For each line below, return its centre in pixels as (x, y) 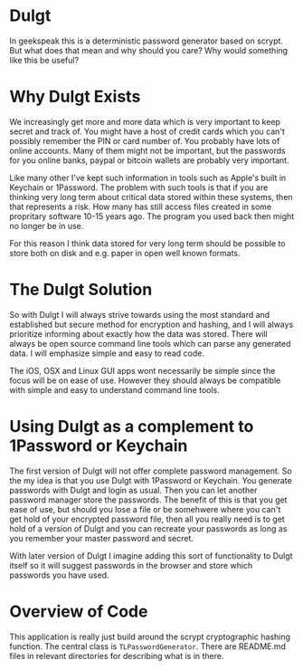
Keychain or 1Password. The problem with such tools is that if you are (139, 187)
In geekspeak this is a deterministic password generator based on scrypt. (146, 41)
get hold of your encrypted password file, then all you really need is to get (147, 519)
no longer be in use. (47, 225)
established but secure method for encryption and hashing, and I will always (151, 324)
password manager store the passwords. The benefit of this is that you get (148, 500)
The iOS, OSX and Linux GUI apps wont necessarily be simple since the (142, 370)
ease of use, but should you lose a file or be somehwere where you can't (145, 509)
